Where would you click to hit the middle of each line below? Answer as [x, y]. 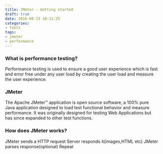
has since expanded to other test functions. [49, 118]
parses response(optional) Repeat [39, 146]
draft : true [17, 14]
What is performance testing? [41, 58]
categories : [17, 23]
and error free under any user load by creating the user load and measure [80, 74]
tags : [11, 32]
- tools [13, 28]
